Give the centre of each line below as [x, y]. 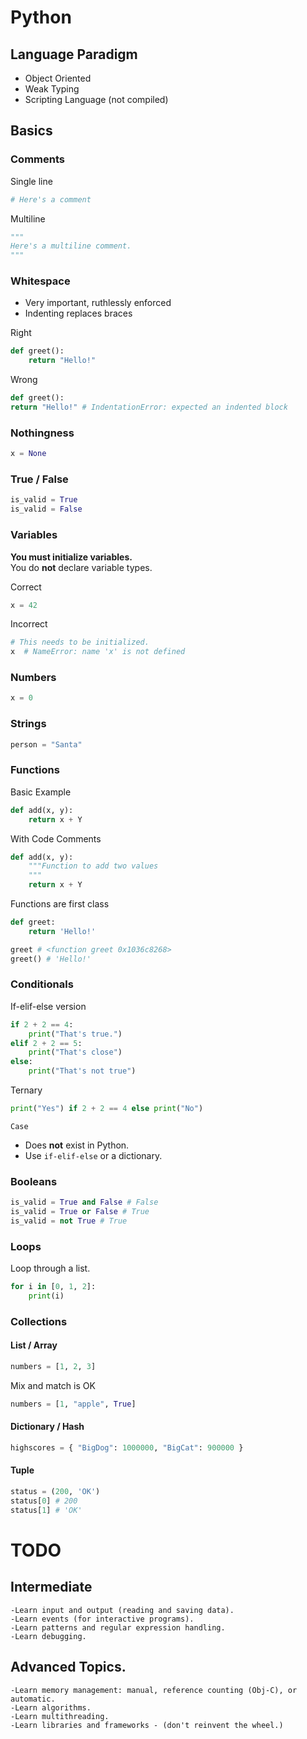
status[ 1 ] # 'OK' [46, 1510]
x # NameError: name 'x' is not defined [98, 652]
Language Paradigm [74, 54]
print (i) [46, 1296]
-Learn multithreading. [60, 1716]
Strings [28, 724]
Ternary [26, 1090]
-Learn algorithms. [51, 1707]
